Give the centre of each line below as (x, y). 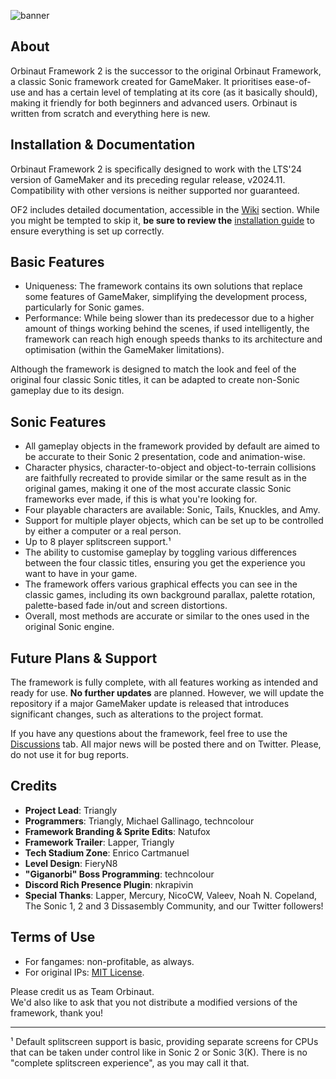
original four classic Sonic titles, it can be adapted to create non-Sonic (155, 380)
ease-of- (293, 81)
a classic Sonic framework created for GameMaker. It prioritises (141, 81)
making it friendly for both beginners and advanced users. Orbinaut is (154, 102)
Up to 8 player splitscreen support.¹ (98, 542)
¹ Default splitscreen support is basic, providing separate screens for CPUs (164, 1041)
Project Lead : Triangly (71, 810)
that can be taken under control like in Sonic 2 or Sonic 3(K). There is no (159, 1052)
